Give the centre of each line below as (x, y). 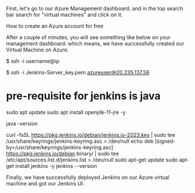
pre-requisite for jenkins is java (83, 96)
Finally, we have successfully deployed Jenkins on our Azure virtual (88, 177)
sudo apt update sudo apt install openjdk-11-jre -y (66, 112)
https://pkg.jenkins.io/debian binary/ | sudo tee (62, 153)
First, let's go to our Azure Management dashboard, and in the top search (95, 8)
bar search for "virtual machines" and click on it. (64, 15)
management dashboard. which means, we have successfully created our (95, 44)
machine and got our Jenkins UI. (45, 183)
